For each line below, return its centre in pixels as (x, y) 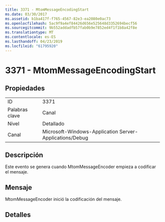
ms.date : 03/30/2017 (26, 14)
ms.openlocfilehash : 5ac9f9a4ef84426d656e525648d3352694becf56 (71, 23)
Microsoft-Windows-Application (81, 131)
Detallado (54, 123)
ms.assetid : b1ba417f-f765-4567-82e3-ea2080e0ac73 (58, 19)
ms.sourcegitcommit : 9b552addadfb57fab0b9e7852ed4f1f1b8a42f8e (71, 28)
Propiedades (25, 88)
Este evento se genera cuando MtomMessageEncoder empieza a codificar (81, 167)
